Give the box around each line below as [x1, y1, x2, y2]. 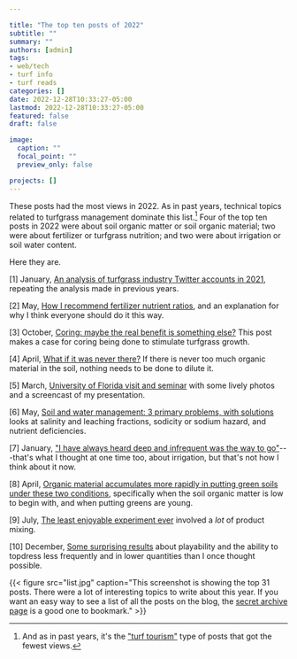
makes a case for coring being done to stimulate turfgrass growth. [9, 337, 250, 347]
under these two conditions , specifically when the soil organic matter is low [9, 488, 284, 499]
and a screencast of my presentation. [9, 390, 146, 400]
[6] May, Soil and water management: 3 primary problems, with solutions [9, 407, 274, 417]
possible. [9, 560, 42, 571]
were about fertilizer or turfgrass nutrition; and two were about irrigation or [9, 230, 281, 241]
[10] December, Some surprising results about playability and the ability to [9, 541, 278, 552]
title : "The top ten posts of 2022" [9, 20, 144, 29]
